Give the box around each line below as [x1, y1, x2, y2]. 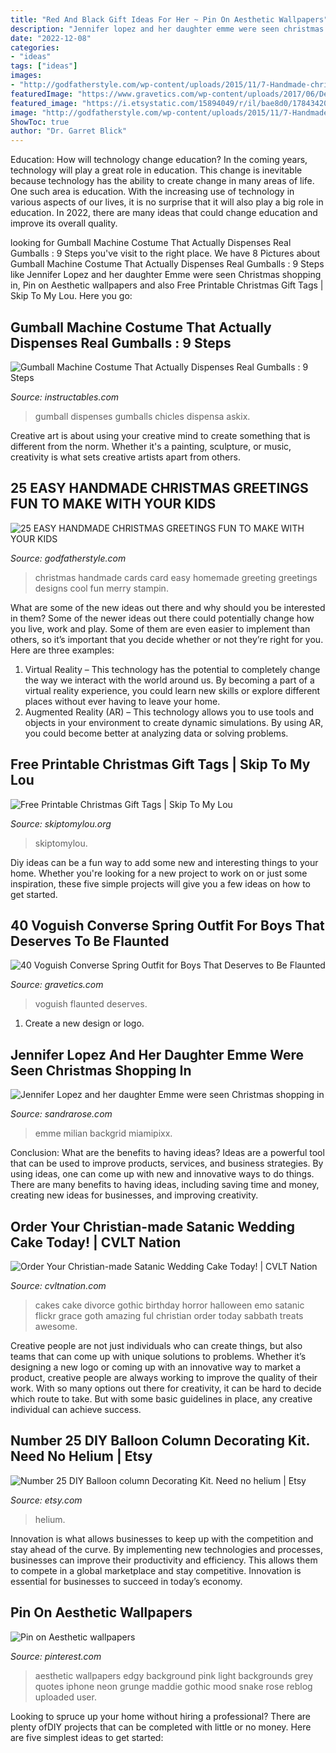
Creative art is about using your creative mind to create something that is [10, 429, 311, 441]
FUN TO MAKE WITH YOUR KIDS [10, 496, 217, 513]
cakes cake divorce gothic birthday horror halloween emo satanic [34, 1299, 305, 1311]
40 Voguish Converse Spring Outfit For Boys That [10, 917, 325, 934]
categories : [10, 42, 60, 53]
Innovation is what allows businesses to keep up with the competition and [10, 1532, 314, 1545]
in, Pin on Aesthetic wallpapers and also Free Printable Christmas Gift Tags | [10, 279, 324, 291]
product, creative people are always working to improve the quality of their [10, 1372, 318, 1383]
